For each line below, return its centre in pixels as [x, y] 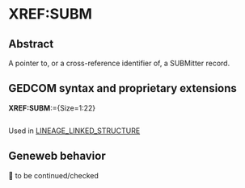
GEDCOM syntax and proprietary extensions [122, 88]
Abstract [31, 44]
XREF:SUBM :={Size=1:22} [52, 108]
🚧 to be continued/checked [54, 175]
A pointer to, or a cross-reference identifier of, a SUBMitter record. [119, 63]
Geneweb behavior [57, 156]
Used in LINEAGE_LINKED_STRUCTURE [74, 131]
